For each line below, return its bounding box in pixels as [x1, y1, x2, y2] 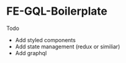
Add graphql [15, 49, 47, 56]
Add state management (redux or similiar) [15, 43, 120, 50]
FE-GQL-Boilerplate [6, 4, 108, 18]
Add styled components [15, 36, 76, 43]
